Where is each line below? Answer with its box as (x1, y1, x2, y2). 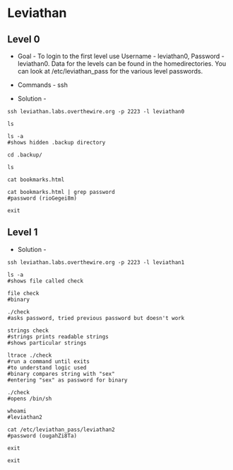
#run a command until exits (7, 357, 90, 365)
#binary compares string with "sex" (7, 370, 115, 377)
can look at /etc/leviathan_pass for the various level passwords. (17, 67, 203, 75)
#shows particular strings (7, 339, 87, 346)
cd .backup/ (7, 151, 42, 159)
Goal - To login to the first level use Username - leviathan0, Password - (17, 52, 225, 60)
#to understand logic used (7, 364, 87, 371)
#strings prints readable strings (7, 333, 109, 340)
